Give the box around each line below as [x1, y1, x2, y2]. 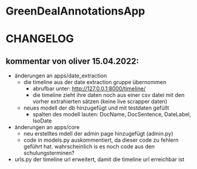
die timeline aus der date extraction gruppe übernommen [23, 79, 167, 86]
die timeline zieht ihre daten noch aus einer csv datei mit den [32, 91, 185, 99]
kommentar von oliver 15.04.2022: [5, 56, 139, 66]
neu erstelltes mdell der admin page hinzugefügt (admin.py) [23, 130, 173, 138]
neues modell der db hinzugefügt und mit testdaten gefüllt [23, 104, 169, 111]
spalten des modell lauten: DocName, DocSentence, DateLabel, [32, 111, 192, 118]
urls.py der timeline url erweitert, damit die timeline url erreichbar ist [14, 156, 184, 163]
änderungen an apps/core [14, 124, 80, 131]
